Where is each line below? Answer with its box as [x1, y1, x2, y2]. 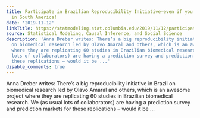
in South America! [11, 14, 58, 20]
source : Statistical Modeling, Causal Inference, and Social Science [6, 31, 183, 37]
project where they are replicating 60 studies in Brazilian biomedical [6, 93, 173, 100]
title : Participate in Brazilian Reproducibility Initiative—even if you [6, 8, 193, 15]
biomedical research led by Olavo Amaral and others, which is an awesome [6, 87, 190, 94]
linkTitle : [6, 25, 33, 31]
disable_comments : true [6, 63, 65, 70]
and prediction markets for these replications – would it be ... [6, 105, 155, 113]
